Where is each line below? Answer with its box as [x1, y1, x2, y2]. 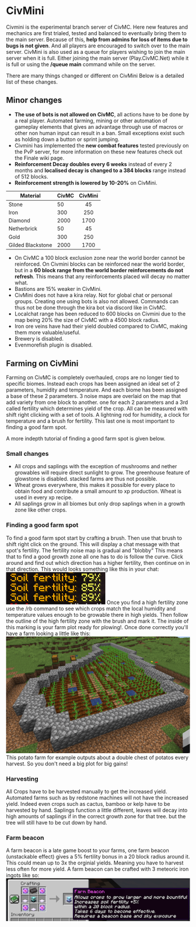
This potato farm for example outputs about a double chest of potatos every [6, 754, 188, 761]
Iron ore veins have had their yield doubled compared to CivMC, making [14, 323, 188, 330]
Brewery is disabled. [14, 335, 64, 342]
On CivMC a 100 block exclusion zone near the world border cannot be [14, 255, 185, 262]
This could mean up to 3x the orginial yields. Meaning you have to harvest [6, 859, 184, 867]
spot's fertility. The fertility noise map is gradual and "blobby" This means [6, 547, 183, 554]
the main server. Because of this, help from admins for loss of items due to [6, 36, 188, 43]
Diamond [8, 217, 30, 224]
